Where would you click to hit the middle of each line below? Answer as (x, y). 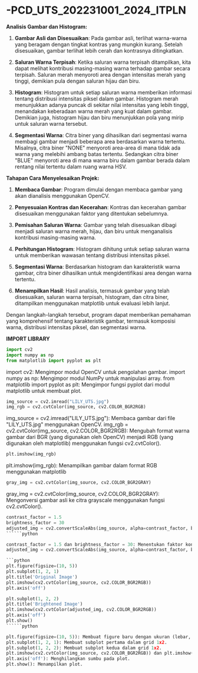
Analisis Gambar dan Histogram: (47, 27)
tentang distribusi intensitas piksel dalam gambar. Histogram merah (96, 99)
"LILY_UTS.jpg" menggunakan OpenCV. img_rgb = (67, 425)
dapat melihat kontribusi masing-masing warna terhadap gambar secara (102, 68)
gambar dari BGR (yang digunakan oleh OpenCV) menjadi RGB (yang (90, 437)
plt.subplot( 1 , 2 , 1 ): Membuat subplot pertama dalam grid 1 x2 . (87, 642)
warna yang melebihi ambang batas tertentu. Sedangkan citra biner (96, 154)
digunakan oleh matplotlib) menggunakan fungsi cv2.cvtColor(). (84, 443)
